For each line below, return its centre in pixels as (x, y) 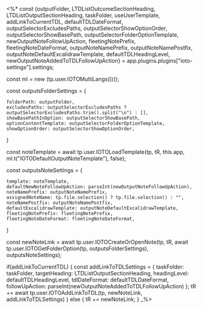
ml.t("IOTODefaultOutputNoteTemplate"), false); (66, 158)
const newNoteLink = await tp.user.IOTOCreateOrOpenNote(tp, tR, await (97, 242)
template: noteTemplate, (38, 181)
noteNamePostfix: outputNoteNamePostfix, (60, 203)
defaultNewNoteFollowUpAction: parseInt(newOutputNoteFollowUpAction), (99, 187)
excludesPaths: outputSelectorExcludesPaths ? (67, 107)
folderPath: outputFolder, (41, 102)
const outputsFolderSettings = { (46, 91)
